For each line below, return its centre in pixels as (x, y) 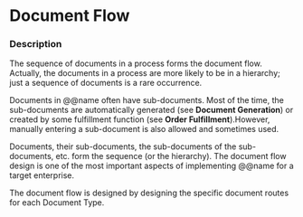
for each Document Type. (57, 203)
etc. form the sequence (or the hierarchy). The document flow (171, 156)
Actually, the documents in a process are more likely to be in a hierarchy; (145, 73)
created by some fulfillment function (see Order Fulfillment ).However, (140, 119)
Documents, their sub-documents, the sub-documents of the (123, 146)
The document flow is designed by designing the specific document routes (149, 193)
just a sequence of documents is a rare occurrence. (106, 83)
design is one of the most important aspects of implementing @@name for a (151, 166)
